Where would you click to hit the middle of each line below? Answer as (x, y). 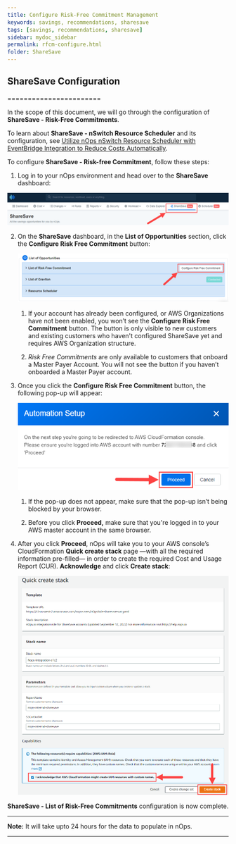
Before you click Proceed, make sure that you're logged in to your (123, 522)
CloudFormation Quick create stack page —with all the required (110, 551)
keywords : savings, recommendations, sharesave (78, 22)
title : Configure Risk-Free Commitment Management (83, 15)
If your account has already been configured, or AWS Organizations (126, 313)
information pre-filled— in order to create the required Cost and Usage (120, 558)
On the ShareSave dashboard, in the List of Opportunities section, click (122, 236)
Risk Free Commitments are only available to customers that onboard (128, 356)
